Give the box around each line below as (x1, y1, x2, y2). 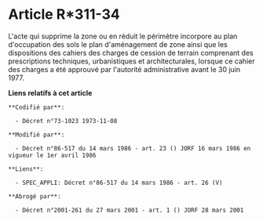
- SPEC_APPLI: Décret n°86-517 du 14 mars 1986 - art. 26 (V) (15, 179, 223, 187)
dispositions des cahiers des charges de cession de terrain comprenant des (8, 48, 254, 57)
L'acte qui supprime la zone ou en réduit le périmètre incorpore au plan (8, 31, 238, 41)
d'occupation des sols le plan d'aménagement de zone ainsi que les (8, 39, 228, 49)
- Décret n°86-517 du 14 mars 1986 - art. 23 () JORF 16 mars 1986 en (15, 144, 251, 152)
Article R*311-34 (8, 5, 120, 24)
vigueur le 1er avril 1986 (8, 151, 97, 159)
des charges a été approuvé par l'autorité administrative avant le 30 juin (8, 64, 241, 74)
